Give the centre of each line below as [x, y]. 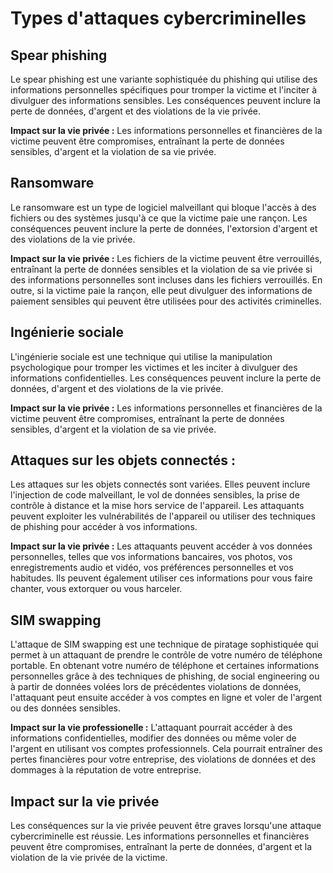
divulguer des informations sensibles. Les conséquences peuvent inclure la [165, 100]
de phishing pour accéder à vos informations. [104, 527]
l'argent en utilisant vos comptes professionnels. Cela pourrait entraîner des [166, 749]
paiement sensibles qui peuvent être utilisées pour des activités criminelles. [166, 301]
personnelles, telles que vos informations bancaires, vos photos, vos [151, 557]
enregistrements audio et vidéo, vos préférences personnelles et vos [152, 568]
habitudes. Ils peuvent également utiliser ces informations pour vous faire [161, 578]
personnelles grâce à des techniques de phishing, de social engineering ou [165, 676]
